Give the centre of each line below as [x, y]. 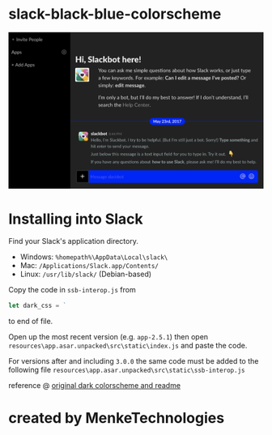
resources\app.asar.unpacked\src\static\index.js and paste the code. [128, 346]
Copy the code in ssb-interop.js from [72, 290]
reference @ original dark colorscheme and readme [94, 386]
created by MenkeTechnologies [117, 418]
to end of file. [31, 322]
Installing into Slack [76, 219]
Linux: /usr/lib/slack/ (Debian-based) [86, 274]
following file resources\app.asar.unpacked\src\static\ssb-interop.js [127, 370]
